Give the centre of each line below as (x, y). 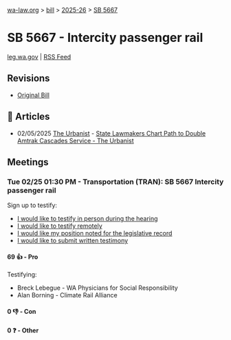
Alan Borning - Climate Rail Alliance (67, 295)
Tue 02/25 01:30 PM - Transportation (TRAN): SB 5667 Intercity (115, 182)
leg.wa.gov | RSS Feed (39, 56)
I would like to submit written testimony (73, 241)
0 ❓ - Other (23, 330)
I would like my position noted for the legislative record (95, 233)
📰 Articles (29, 117)
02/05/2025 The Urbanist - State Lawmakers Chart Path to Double (111, 133)
